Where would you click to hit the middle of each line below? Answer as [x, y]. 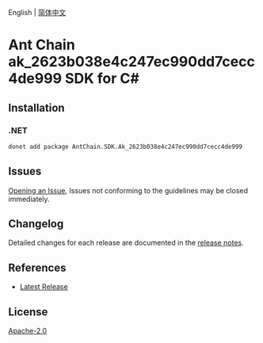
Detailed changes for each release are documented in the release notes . [126, 243]
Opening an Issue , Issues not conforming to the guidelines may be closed [128, 190]
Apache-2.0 [28, 331]
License [28, 312]
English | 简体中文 [37, 12]
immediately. [29, 199]
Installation [36, 107]
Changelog [36, 224]
